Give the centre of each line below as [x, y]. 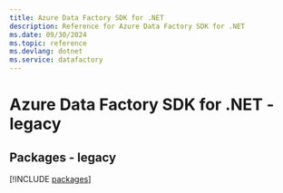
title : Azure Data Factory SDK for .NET [87, 18]
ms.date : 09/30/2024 [49, 34]
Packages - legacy [63, 157]
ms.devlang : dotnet [46, 52]
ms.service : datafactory [56, 60]
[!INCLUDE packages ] [50, 179]
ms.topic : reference [49, 43]
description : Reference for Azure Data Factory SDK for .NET [127, 26]
